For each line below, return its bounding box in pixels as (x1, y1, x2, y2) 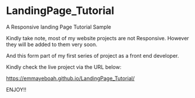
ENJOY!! (6, 86, 26, 93)
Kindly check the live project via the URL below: (6, 63, 122, 71)
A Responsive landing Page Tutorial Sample (6, 23, 112, 30)
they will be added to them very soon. (6, 41, 98, 48)
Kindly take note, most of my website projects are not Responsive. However (6, 34, 189, 41)
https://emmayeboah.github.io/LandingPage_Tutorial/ (6, 75, 135, 82)
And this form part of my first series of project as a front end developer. (6, 52, 179, 59)
